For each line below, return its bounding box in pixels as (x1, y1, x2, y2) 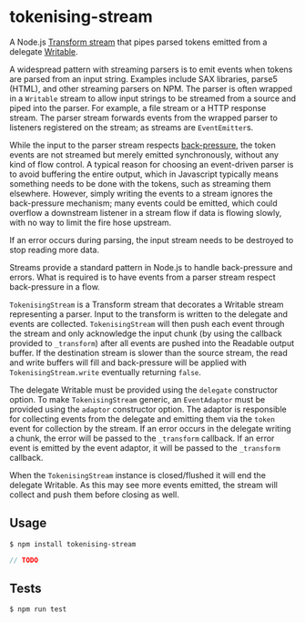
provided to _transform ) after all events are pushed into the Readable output (9, 337, 295, 348)
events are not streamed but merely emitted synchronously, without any (9, 148, 280, 160)
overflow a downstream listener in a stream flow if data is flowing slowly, (9, 207, 282, 218)
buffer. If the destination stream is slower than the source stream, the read (9, 347, 289, 358)
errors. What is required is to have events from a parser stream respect (9, 271, 276, 282)
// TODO (9, 556, 39, 565)
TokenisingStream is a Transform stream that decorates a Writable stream (9, 299, 284, 310)
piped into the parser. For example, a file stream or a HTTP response (9, 102, 267, 113)
